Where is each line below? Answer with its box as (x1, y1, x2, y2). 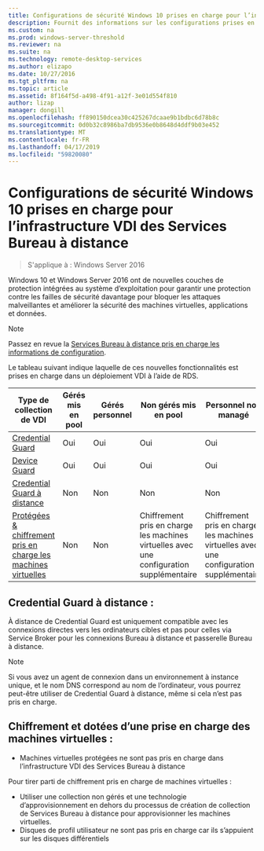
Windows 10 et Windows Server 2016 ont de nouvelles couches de (8, 276, 224, 285)
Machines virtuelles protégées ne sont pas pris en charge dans (19, 753, 224, 762)
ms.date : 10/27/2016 (8, 70, 76, 78)
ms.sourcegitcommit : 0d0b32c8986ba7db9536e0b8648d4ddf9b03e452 (8, 121, 220, 129)
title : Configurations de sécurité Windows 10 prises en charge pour (8, 11, 241, 20)
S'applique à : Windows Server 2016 (27, 260, 145, 270)
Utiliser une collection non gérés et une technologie (19, 791, 187, 801)
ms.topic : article (8, 84, 68, 93)
